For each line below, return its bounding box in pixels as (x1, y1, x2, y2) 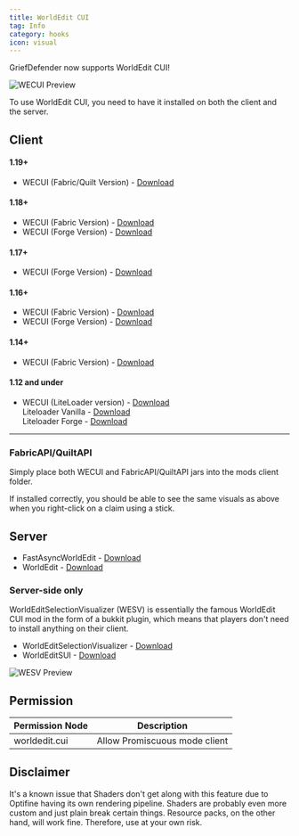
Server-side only (9, 584, 84, 596)
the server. (9, 106, 49, 117)
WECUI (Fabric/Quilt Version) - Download (21, 176, 174, 187)
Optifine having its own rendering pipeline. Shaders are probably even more (9, 798, 287, 808)
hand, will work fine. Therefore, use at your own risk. (9, 816, 203, 827)
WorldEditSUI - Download (21, 650, 117, 660)
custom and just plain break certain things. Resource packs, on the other (9, 807, 276, 818)
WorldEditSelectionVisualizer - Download (21, 641, 174, 652)
